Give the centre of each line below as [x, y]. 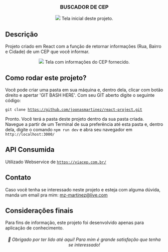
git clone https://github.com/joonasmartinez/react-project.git [74, 109]
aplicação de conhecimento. [35, 228]
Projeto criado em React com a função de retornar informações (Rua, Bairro [83, 47]
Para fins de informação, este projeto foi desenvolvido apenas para [75, 223]
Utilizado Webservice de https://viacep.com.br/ [56, 162]
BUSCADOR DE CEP [84, 7]
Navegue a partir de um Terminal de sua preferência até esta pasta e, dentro [84, 124]
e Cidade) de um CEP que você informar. [47, 52]
